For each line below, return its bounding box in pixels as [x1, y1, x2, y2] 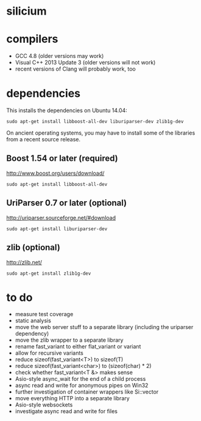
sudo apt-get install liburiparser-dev [6, 225, 108, 232]
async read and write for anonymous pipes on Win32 [15, 382, 149, 389]
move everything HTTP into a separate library [15, 395, 130, 402]
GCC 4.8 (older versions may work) [15, 52, 104, 60]
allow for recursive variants [15, 349, 83, 357]
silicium [6, 4, 47, 18]
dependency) [15, 330, 49, 338]
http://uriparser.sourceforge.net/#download [6, 214, 116, 221]
